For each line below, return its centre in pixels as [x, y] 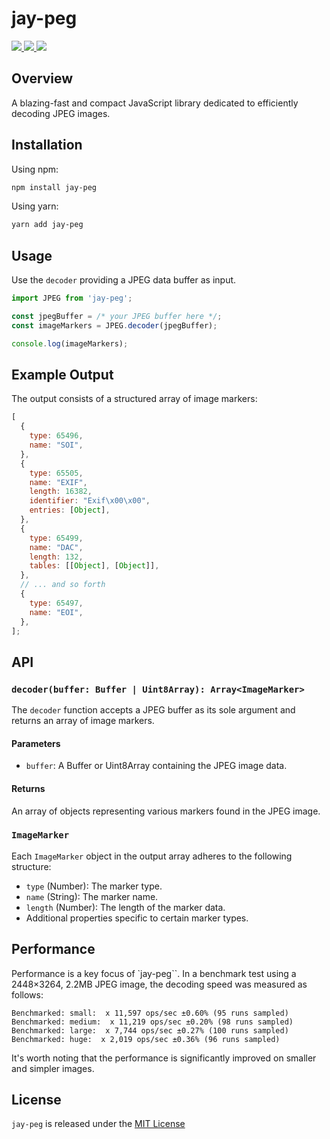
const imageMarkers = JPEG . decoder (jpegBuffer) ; [114, 325]
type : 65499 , [56, 538]
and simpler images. [53, 1068]
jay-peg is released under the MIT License [98, 1124]
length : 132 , [56, 557]
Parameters [36, 743]
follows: [27, 994]
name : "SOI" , [56, 445]
